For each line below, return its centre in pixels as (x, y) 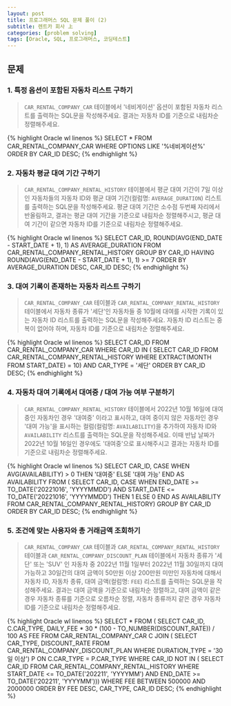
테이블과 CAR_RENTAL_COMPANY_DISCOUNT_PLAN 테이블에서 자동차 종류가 (119, 555)
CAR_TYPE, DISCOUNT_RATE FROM (59, 643)
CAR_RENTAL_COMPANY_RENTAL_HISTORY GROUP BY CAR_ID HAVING (111, 252)
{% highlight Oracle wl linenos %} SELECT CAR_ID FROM (89, 342)
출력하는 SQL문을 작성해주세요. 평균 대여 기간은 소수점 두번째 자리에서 (126, 207)
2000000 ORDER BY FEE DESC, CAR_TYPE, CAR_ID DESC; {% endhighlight (114, 688)
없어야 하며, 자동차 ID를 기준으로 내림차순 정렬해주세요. (111, 328)
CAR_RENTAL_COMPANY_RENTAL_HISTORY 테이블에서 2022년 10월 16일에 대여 (123, 409)
